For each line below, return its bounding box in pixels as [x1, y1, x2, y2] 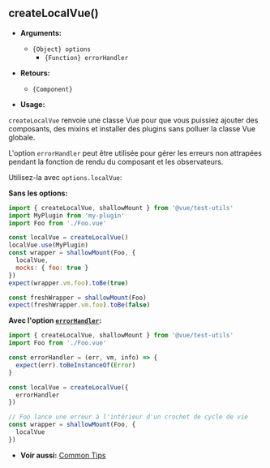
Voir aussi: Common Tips [19, 450, 106, 460]
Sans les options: [8, 188, 68, 198]
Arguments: [19, 28, 62, 37]
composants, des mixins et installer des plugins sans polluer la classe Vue [8, 123, 256, 133]
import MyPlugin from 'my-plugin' [8, 211, 126, 220]
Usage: [19, 99, 45, 109]
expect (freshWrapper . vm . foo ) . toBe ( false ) [8, 301, 151, 309]
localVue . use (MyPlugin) [8, 241, 89, 250]
